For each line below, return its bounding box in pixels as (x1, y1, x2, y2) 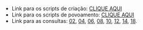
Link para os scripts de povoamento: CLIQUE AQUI (11, 11, 135, 18)
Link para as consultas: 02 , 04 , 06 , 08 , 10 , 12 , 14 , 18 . (11, 18, 138, 24)
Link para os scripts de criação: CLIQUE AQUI (11, 5, 122, 12)
